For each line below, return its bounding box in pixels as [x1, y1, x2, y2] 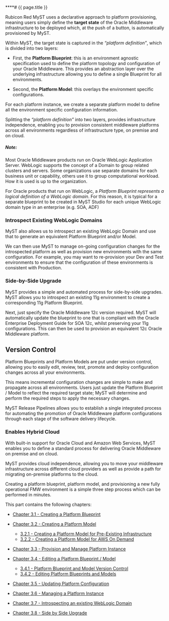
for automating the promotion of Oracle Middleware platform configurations [5, 411, 162, 417]
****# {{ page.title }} [5, 5, 48, 10]
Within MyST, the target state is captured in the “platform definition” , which [5, 40, 162, 46]
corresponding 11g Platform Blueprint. [5, 300, 83, 306]
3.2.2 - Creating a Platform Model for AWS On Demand [20, 536, 134, 542]
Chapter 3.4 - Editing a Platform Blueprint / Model [12, 555, 116, 561]
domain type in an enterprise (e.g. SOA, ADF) [5, 204, 99, 210]
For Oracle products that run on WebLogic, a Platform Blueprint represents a [5, 188, 164, 194]
